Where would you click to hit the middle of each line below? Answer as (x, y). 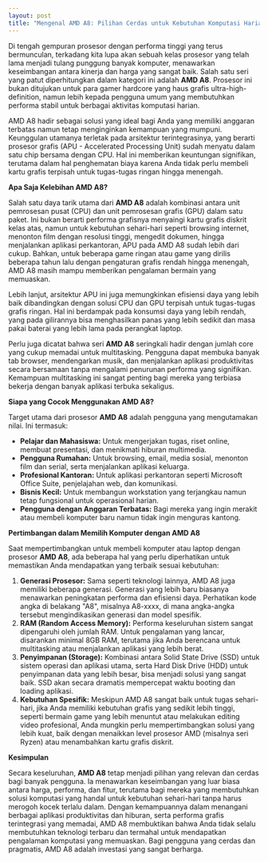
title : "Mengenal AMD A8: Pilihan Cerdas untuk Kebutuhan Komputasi (124, 23)
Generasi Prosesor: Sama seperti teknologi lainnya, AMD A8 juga (127, 580)
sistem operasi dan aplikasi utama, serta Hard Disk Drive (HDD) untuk (134, 665)
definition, (25, 97)
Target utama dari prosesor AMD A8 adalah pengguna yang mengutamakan (133, 417)
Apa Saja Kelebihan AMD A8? (58, 187)
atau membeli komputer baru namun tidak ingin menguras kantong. (130, 517)
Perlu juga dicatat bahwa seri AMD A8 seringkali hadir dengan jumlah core (131, 343)
